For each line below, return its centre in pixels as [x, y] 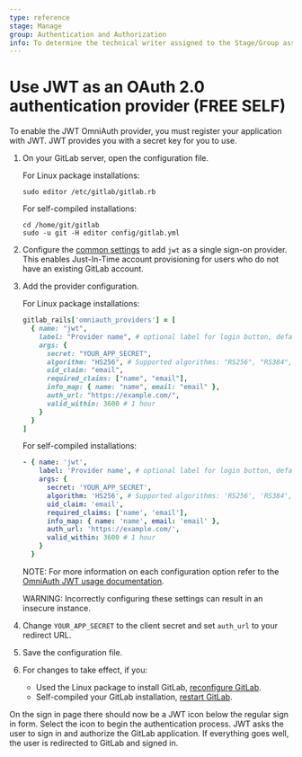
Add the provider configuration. [80, 286]
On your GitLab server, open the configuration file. [115, 158]
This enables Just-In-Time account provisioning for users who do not [151, 259]
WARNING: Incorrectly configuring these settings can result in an [142, 598]
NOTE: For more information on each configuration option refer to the [151, 571]
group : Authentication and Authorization [88, 34]
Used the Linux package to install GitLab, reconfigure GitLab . [149, 687]
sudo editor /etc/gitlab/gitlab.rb [89, 192]
